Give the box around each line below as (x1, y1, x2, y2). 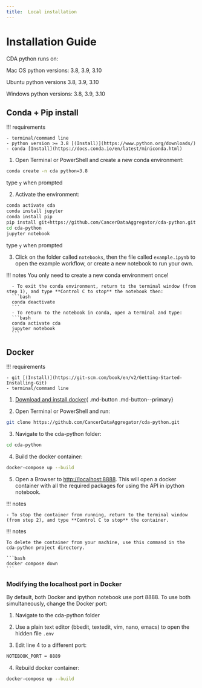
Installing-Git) (6, 380, 47, 386)
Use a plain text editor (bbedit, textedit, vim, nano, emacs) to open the (15, 623, 190, 631)
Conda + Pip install (6, 107, 79, 118)
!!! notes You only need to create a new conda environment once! (6, 271, 169, 279)
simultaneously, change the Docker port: (6, 600, 108, 608)
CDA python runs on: (6, 55, 59, 62)
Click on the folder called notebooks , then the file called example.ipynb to (15, 253, 195, 261)
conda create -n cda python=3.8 (6, 168, 88, 174)
